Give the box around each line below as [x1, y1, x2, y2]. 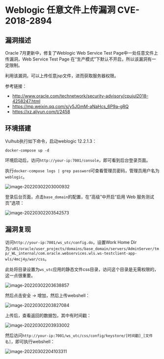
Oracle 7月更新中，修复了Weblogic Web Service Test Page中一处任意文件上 [5, 50, 159, 56]
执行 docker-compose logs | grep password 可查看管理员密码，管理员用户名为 [5, 168, 160, 174]
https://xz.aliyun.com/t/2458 [12, 109, 70, 115]
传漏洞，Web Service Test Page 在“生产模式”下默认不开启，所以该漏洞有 [5, 56, 152, 62]
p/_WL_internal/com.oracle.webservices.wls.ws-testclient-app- [5, 251, 137, 256]
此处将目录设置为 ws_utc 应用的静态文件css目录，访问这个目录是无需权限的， [5, 266, 159, 272]
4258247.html [12, 98, 41, 104]
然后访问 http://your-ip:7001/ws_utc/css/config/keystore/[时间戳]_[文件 [5, 332, 153, 338]
